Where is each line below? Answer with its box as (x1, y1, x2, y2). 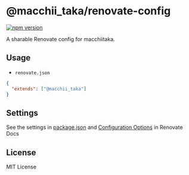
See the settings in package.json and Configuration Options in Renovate (6, 124, 183, 131)
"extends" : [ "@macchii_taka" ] (11, 85, 86, 92)
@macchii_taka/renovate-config (6, 4, 171, 18)
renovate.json (14, 70, 50, 76)
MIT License (6, 163, 37, 170)
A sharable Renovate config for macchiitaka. (6, 35, 115, 42)
